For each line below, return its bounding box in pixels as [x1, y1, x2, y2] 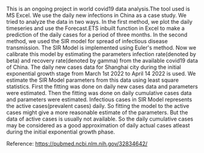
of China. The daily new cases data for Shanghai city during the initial [6, 63, 181, 71]
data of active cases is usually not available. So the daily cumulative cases [6, 115, 194, 123]
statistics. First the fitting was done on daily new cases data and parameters [6, 83, 199, 90]
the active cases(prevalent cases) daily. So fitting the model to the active [6, 102, 189, 109]
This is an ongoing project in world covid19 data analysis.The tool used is [6, 5, 191, 12]
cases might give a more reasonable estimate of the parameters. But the [6, 109, 188, 116]
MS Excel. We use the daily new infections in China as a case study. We [6, 12, 187, 19]
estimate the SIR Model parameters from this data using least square [6, 76, 179, 84]
